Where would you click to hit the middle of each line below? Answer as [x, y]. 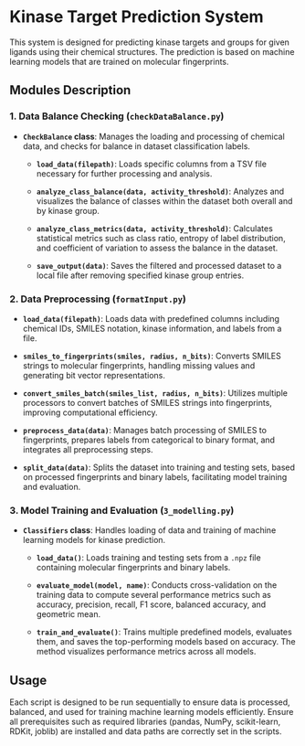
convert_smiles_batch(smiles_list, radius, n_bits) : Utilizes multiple [155, 393]
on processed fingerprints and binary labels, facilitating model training [155, 476]
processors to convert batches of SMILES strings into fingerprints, [147, 402]
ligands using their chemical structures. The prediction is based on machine [152, 51]
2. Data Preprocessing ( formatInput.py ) [98, 299]
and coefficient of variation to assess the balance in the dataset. [157, 248]
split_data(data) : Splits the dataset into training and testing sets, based [158, 467]
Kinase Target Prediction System [137, 17]
